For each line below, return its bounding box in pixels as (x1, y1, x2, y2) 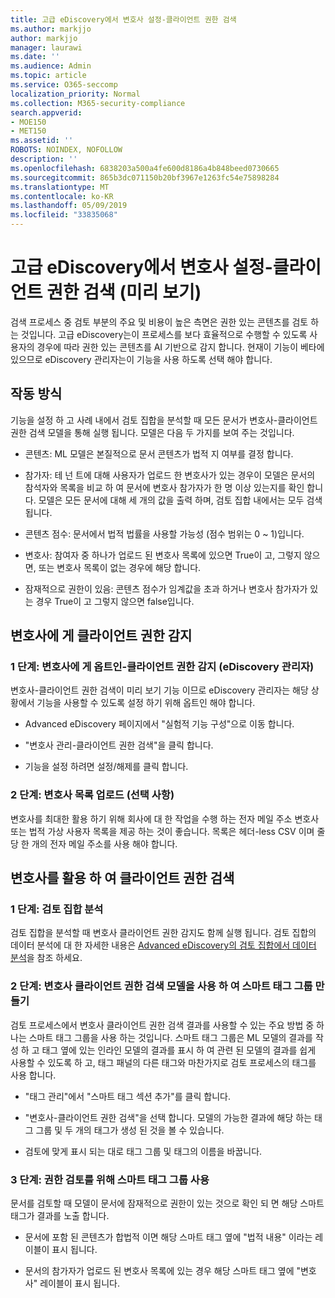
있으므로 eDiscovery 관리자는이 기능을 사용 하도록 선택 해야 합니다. (10, 353, 273, 365)
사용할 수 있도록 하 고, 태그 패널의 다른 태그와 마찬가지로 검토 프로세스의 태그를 (10, 1056, 317, 1068)
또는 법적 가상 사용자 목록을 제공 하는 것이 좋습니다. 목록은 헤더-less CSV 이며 (10, 825, 315, 837)
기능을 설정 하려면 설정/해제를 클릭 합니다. (24, 761, 189, 773)
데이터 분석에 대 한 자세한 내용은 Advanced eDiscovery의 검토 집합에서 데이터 (10, 939, 317, 951)
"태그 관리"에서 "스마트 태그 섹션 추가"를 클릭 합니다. (24, 1090, 231, 1102)
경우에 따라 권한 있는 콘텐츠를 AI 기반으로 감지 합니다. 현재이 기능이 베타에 (36, 341, 325, 353)
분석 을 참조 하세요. (10, 952, 83, 964)
